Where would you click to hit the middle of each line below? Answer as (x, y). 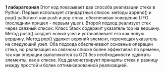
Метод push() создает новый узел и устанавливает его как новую (75, 34)
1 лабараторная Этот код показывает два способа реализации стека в (80, 7)
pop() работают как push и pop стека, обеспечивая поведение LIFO (77, 18)
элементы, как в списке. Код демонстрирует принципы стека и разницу (82, 60)
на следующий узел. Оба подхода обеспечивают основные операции (79, 44)
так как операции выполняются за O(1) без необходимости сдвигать (78, 55)
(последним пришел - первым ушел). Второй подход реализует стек (78, 23)
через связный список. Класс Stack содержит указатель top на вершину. (83, 28)
